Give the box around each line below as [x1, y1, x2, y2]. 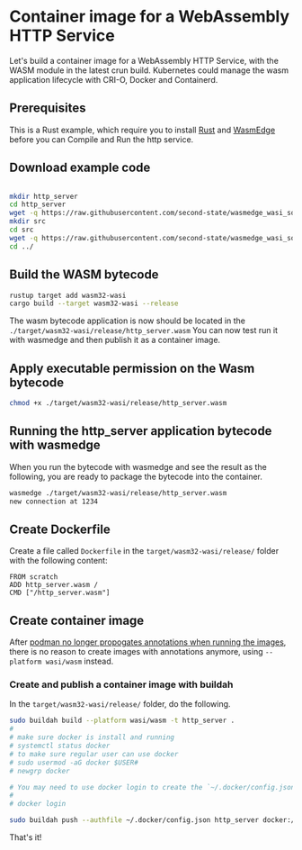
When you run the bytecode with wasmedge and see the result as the [9, 461, 267, 472]
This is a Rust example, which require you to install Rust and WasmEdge [9, 124, 276, 135]
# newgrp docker [9, 766, 70, 775]
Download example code [9, 160, 151, 176]
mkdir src [9, 217, 47, 226]
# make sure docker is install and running [9, 733, 175, 742]
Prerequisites [9, 101, 86, 116]
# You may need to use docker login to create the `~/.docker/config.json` [9, 782, 299, 791]
